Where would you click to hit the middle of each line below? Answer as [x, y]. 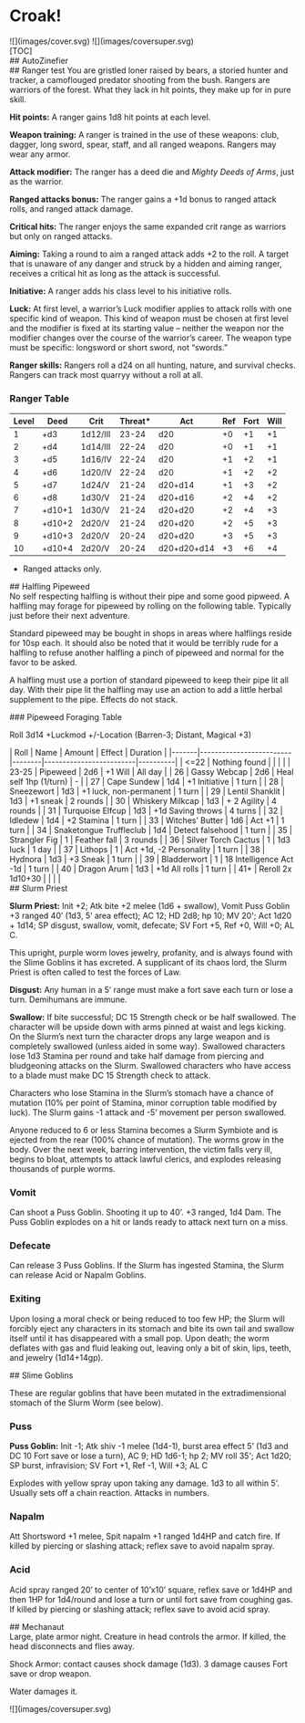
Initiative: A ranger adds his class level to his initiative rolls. [121, 291]
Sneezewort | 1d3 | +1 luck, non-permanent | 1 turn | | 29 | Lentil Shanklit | [147, 791]
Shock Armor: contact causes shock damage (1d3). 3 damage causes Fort [149, 1664]
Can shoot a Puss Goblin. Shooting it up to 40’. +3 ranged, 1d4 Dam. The [146, 1212]
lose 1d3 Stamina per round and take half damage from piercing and [137, 1056]
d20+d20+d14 [187, 548]
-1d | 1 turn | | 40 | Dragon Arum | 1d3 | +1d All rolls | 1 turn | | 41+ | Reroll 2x [151, 869]
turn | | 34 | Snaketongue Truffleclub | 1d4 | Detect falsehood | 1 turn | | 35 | [151, 830]
